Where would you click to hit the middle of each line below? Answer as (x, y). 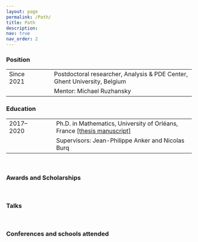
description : (22, 28)
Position (18, 60)
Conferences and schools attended (57, 234)
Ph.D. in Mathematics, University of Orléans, (117, 123)
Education (21, 109)
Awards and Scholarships (44, 178)
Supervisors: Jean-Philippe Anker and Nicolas (120, 140)
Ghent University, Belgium (90, 81)
